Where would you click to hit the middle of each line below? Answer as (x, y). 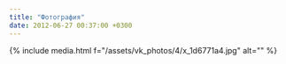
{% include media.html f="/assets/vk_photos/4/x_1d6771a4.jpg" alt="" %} (143, 50)
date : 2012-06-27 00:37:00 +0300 (71, 25)
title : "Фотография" (47, 17)
